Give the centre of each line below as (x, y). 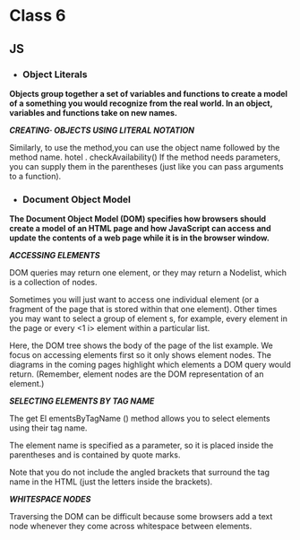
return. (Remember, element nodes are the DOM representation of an (137, 374)
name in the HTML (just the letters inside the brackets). (111, 482)
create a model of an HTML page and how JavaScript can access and (140, 229)
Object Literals (55, 74)
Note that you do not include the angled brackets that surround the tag (140, 473)
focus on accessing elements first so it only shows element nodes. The (140, 355)
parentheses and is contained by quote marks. (95, 455)
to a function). (35, 176)
